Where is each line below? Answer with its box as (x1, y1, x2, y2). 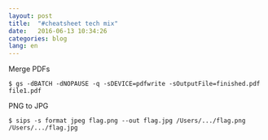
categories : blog (8, 34, 68, 43)
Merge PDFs (8, 64, 51, 74)
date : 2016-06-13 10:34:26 (8, 27, 108, 35)
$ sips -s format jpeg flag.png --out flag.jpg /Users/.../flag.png (8, 117, 246, 125)
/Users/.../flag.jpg (8, 124, 79, 132)
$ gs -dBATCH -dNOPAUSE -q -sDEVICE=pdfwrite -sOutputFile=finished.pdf (8, 80, 261, 88)
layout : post (8, 11, 53, 20)
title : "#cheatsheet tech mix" (8, 19, 118, 28)
